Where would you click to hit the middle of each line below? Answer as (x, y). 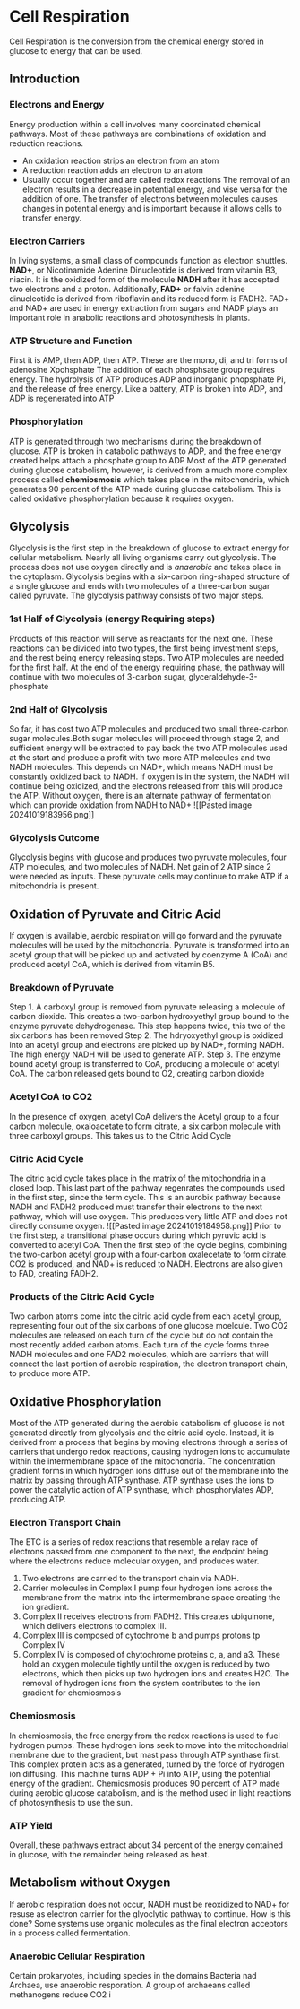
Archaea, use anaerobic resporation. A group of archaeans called (130, 1985)
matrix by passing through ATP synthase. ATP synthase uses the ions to (142, 1480)
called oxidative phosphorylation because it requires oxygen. (122, 498)
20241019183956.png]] (52, 814)
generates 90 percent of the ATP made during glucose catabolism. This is (146, 489)
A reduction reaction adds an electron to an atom (112, 170)
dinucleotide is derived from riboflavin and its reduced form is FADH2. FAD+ (149, 299)
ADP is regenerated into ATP (62, 398)
